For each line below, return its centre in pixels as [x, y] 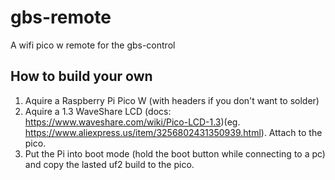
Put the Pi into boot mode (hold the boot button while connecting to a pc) [175, 153]
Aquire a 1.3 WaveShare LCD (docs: [98, 111]
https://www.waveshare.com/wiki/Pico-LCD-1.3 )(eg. [132, 122]
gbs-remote [61, 17]
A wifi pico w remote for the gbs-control [93, 45]
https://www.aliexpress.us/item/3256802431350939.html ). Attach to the [173, 132]
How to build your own [81, 76]
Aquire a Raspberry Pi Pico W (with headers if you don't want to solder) [172, 100]
